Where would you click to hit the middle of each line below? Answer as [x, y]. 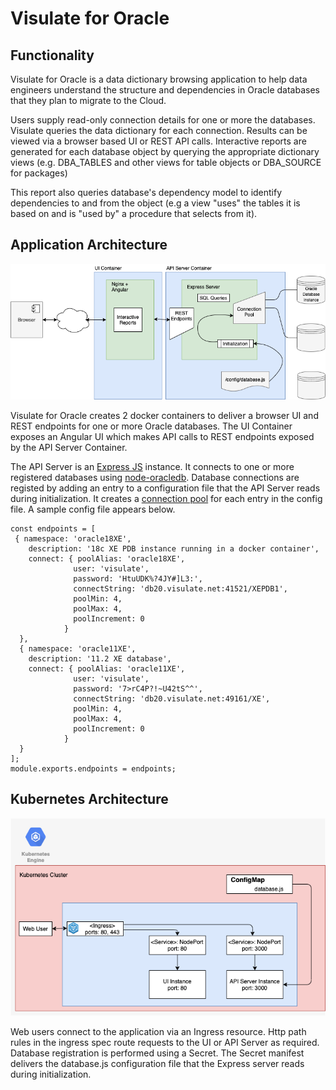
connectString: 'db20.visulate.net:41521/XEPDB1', [180, 588]
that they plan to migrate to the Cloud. [88, 100]
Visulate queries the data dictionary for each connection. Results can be [159, 130]
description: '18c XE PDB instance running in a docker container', [174, 548]
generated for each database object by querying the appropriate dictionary [165, 151]
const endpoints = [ [53, 528]
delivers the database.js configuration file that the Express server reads [157, 1063]
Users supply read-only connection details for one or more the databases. [163, 120]
